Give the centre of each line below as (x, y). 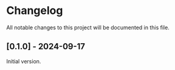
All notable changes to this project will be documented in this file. (88, 27)
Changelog (35, 11)
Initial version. (24, 61)
